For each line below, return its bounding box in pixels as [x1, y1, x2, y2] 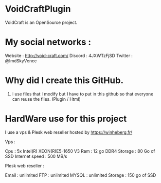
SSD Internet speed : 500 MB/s [5, 153, 67, 159]
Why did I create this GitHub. [5, 75, 124, 86]
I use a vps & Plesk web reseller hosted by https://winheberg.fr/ [5, 129, 133, 135]
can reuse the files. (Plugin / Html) [12, 96, 81, 102]
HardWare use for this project [5, 113, 127, 124]
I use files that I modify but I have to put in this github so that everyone [12, 91, 154, 97]
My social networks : [5, 37, 91, 48]
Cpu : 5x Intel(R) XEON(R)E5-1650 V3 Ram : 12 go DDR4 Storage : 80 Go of [5, 148, 156, 154]
